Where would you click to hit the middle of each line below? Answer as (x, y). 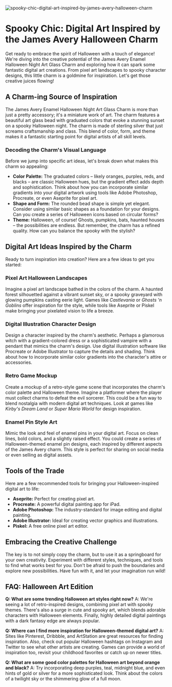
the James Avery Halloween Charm (82, 40)
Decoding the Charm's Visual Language (56, 150)
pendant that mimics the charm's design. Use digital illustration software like (86, 346)
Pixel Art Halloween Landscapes (46, 278)
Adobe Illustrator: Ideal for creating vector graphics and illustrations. (85, 521)
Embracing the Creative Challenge (61, 542)
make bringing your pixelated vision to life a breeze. (60, 311)
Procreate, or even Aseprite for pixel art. (55, 198)
